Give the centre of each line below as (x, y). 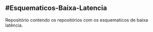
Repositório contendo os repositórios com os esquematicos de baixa (76, 20)
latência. (14, 25)
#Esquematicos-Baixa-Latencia (56, 8)
